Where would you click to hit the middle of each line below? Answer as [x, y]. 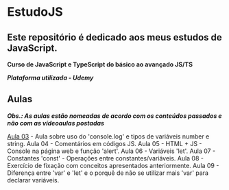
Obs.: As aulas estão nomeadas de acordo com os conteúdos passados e [114, 116]
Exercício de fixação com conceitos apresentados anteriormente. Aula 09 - [113, 165]
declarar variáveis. [33, 180]
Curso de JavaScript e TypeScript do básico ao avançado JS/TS [100, 64]
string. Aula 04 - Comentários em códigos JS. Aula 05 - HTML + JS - [105, 143]
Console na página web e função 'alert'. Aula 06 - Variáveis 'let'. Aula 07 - [111, 151]
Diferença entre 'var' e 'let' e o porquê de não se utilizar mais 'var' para [108, 173]
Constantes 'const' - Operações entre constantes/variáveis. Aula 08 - [106, 158]
